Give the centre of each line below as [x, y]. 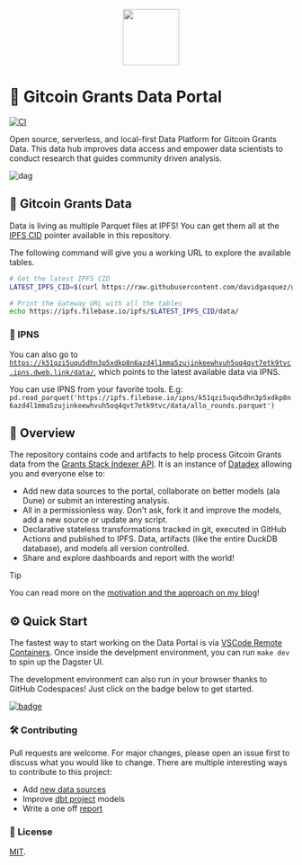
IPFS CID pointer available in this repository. [91, 235]
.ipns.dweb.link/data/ [52, 372]
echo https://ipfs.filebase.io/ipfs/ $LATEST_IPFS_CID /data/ [124, 312]
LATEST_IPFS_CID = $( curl [54, 287]
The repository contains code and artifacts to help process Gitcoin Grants [146, 455]
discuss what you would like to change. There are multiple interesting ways [148, 762]
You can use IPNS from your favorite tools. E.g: [96, 389]
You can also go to [44, 354]
